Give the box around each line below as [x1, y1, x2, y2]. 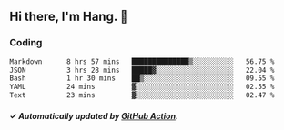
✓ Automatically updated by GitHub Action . [9, 110, 179, 121]
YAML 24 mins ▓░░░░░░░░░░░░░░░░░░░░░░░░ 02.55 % [9, 83, 275, 92]
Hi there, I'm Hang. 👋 [9, 9, 129, 25]
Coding [9, 36, 43, 49]
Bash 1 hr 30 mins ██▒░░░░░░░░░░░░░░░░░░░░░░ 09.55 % [9, 74, 275, 83]
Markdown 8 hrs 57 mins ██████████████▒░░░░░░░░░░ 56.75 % [9, 56, 275, 66]
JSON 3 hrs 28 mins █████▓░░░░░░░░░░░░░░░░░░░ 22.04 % [9, 65, 275, 75]
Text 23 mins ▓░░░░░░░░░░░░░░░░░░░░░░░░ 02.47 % [9, 91, 275, 100]
